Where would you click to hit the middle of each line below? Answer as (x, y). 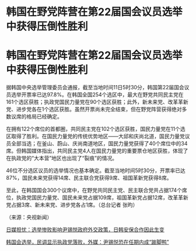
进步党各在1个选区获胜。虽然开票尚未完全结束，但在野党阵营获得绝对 (99, 109)
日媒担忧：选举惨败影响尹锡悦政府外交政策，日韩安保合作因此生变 (85, 230)
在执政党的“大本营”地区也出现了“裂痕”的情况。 (62, 158)
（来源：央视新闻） (29, 217)
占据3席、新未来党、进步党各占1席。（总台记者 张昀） (74, 205)
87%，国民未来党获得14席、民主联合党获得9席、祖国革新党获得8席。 (89, 178)
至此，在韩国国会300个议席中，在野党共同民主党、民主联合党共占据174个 (94, 190)
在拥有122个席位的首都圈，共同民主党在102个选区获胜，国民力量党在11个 (93, 129)
